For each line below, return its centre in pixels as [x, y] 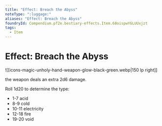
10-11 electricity [28, 108]
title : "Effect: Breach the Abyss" [41, 10]
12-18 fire [22, 114]
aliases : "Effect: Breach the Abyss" [44, 19]
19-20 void [23, 119]
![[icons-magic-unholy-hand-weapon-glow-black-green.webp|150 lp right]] [81, 70]
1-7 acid [20, 98]
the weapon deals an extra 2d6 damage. [46, 79]
